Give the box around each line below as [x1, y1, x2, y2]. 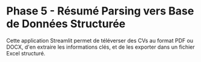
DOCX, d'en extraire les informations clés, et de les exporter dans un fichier [6, 43, 195, 51]
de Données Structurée [6, 17, 126, 31]
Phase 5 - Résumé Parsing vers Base [6, 4, 194, 18]
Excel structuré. [6, 49, 45, 57]
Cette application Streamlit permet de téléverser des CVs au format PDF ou [6, 37, 194, 44]
